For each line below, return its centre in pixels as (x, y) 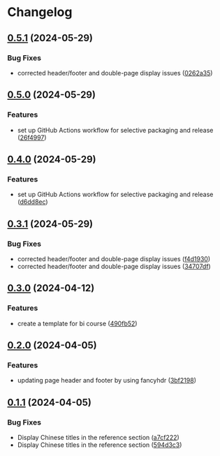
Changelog (40, 12)
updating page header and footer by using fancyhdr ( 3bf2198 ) (107, 381)
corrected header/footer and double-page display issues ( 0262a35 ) (115, 73)
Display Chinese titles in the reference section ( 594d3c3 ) (100, 445)
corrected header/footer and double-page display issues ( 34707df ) (114, 266)
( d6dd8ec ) (32, 202)
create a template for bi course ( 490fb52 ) (77, 323)
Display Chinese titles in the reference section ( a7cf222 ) (98, 437)
